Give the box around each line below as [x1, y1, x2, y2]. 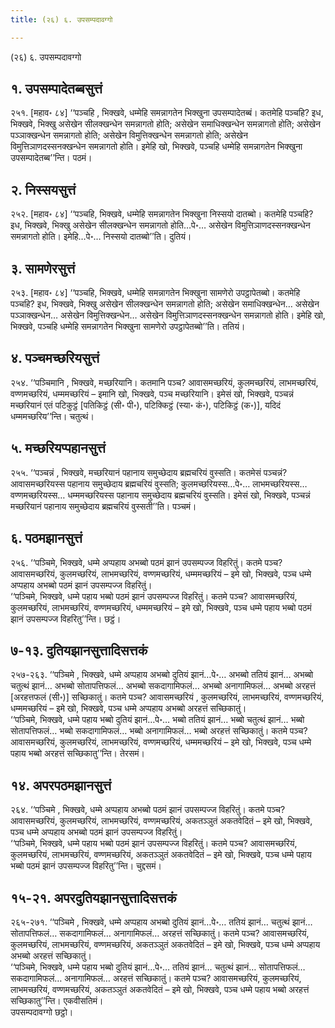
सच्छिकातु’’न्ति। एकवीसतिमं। [10, 994, 104, 1006]
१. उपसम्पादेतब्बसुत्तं [10, 81, 103, 98]
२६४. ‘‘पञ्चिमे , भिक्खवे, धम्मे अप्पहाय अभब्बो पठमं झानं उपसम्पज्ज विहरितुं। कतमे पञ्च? [10, 804, 286, 816]
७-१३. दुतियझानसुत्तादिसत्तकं [10, 642, 148, 659]
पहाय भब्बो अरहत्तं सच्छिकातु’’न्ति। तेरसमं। [10, 747, 145, 760]
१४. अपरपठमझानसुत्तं [10, 777, 112, 794]
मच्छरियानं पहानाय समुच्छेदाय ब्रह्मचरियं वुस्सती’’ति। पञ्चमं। [10, 500, 197, 512]
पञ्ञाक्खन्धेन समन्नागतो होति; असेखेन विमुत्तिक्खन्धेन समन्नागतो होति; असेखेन [10, 129, 248, 141]
